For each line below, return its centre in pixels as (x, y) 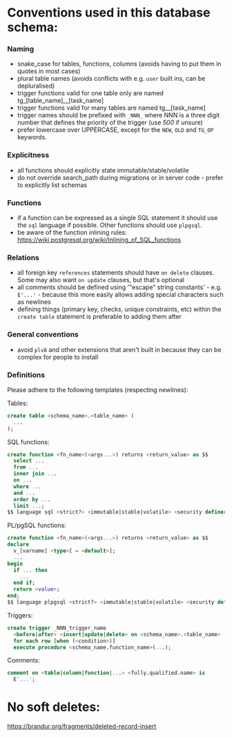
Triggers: (20, 615)
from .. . (26, 467)
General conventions (43, 335)
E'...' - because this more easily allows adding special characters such (120, 295)
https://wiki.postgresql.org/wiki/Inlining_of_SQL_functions (99, 240)
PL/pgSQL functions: (37, 525)
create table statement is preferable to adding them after (99, 317)
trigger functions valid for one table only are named (90, 93)
